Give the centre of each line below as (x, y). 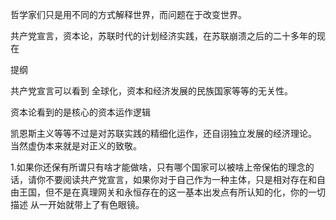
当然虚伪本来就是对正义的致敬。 (76, 146)
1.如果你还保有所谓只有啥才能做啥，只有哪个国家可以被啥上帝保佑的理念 (158, 167)
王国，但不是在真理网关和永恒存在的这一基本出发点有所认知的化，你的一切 (172, 192)
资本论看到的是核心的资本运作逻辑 (80, 112)
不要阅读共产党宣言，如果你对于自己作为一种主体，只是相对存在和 (180, 179)
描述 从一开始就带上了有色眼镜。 (77, 204)
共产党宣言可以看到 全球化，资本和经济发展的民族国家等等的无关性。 (151, 91)
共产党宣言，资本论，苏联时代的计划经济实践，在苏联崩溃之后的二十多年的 (163, 36)
